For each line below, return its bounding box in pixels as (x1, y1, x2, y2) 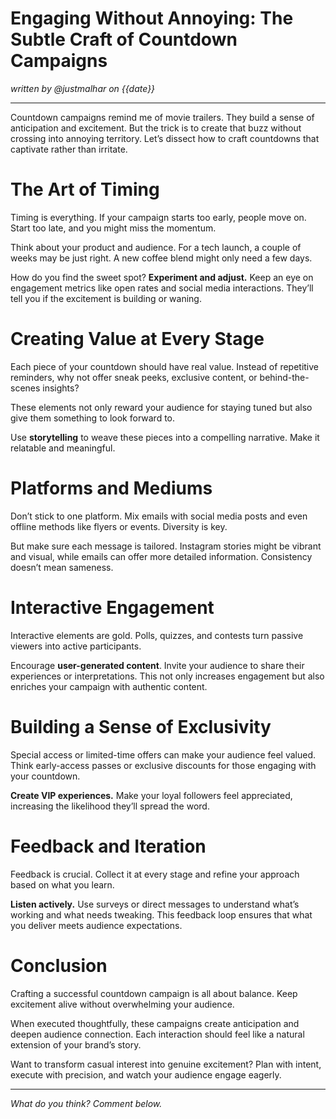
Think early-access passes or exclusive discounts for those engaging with (10, 759, 317, 771)
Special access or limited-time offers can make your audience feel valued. (10, 748, 317, 761)
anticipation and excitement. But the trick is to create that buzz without (10, 122, 302, 134)
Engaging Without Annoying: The (10, 7, 294, 30)
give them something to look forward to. (10, 412, 176, 424)
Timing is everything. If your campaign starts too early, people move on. (10, 211, 307, 223)
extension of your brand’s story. (10, 1038, 142, 1051)
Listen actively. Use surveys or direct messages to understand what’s (10, 898, 300, 910)
